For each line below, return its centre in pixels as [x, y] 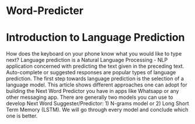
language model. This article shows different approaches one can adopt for [97, 85]
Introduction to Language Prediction [95, 38]
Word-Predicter [45, 11]
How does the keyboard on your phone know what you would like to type [94, 54]
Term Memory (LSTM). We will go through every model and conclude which [97, 110]
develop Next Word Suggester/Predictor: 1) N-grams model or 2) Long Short [97, 104]
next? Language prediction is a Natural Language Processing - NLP [87, 60]
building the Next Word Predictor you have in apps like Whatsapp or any [93, 91]
